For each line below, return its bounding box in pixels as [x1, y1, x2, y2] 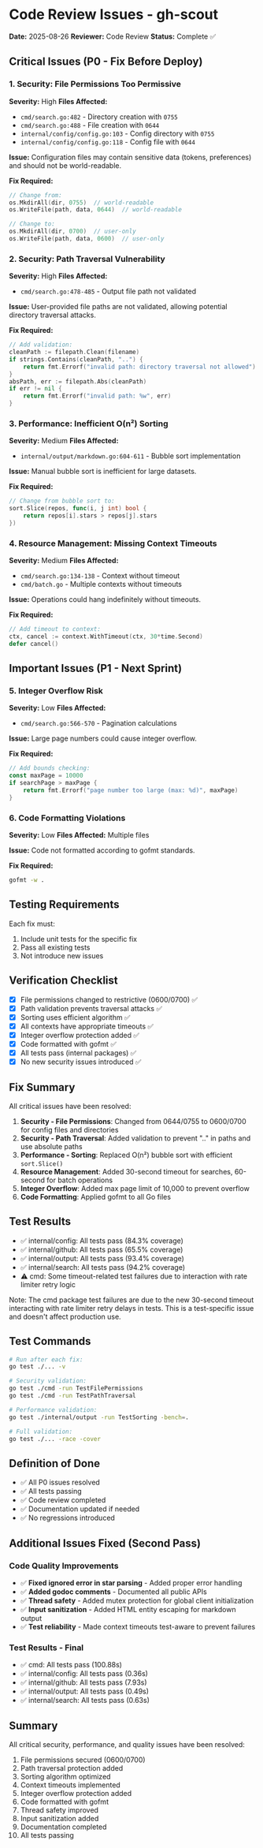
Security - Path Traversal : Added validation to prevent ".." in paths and [20, 1133, 251, 1143]
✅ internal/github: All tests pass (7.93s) [20, 1678, 148, 1687]
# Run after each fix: [9, 1355, 83, 1364]
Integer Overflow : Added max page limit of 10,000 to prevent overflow [20, 1183, 250, 1193]
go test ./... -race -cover [9, 1435, 102, 1443]
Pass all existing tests [20, 943, 91, 952]
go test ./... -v [9, 1363, 66, 1371]
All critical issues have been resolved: [9, 1101, 131, 1111]
